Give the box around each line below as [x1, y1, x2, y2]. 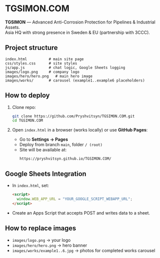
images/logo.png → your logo [12, 237, 71, 243]
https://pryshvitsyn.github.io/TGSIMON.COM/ [19, 156, 112, 161]
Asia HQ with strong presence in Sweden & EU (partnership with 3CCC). [5, 29, 150, 35]
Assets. [5, 24, 20, 30]
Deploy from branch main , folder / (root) [19, 142, 103, 148]
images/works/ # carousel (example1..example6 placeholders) [5, 78, 145, 83]
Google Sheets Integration [5, 170, 87, 178]
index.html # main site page [5, 57, 84, 62]
